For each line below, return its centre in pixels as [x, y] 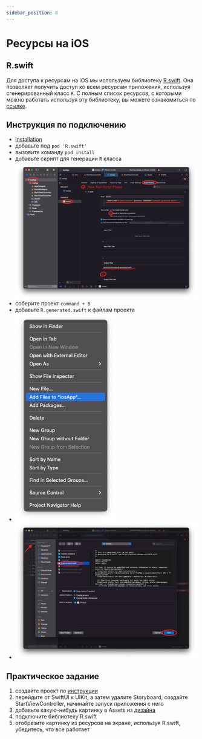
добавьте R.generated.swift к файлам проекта [75, 310]
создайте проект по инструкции [57, 691]
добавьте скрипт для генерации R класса [68, 159]
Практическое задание [53, 676]
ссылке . [17, 106]
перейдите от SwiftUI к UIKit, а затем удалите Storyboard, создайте [102, 697]
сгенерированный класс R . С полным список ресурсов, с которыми [94, 93]
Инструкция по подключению [66, 125]
